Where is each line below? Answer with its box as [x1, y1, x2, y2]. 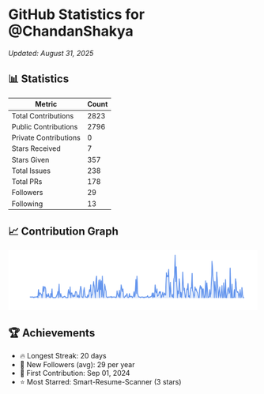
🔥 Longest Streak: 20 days [19, 351, 107, 361]
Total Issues [11, 166, 51, 175]
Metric [35, 99, 58, 109]
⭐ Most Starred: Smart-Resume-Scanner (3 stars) [19, 377, 182, 387]
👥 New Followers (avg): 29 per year [19, 360, 135, 370]
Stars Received [11, 144, 61, 153]
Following [11, 199, 43, 208]
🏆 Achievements [8, 326, 96, 340]
